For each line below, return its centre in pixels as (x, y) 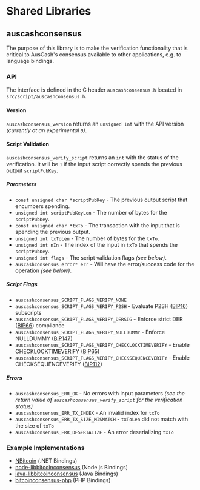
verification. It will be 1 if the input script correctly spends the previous (95, 164)
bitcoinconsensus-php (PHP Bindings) (63, 480)
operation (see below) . (43, 270)
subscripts (28, 312)
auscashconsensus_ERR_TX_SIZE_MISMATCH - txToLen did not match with (102, 419)
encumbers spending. (42, 206)
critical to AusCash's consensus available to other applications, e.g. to (94, 55)
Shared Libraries (49, 11)
